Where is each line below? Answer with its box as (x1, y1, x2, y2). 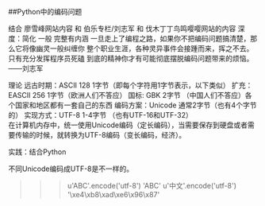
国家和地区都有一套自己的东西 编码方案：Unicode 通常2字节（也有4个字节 (14, 100, 257, 110)
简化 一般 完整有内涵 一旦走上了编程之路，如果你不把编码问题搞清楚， (21, 34, 251, 43)
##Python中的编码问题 (8, 7, 83, 16)
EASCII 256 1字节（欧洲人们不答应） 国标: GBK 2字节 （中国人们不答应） (8, 91, 246, 99)
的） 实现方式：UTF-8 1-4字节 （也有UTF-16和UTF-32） (8, 111, 193, 119)
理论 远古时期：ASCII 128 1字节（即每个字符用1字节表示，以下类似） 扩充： (8, 80, 253, 90)
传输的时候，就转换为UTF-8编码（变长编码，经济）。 (14, 130, 186, 139)
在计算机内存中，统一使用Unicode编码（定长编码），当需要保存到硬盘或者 (8, 120, 248, 130)
